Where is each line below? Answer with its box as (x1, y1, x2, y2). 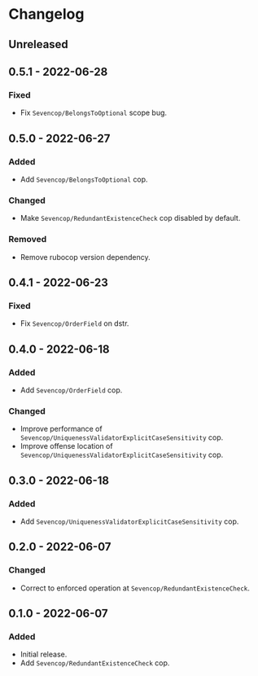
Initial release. (20, 649, 68, 660)
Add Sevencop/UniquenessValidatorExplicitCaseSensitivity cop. (20, 516, 239, 526)
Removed (8, 234, 47, 245)
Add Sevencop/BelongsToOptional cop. (20, 174, 148, 184)
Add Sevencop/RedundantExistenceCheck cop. (20, 658, 170, 668)
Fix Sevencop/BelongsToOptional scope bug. (20, 108, 168, 118)
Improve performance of (20, 424, 103, 434)
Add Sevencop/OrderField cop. (20, 384, 123, 395)
